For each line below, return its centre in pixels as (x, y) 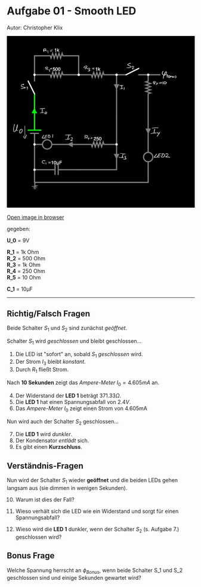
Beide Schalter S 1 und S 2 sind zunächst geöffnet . (67, 329)
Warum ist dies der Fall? (45, 500)
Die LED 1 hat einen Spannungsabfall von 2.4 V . (73, 402)
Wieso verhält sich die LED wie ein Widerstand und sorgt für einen (97, 511)
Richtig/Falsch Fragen (48, 313)
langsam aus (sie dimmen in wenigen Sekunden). (67, 488)
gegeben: (18, 229)
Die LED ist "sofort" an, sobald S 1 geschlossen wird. (79, 355)
